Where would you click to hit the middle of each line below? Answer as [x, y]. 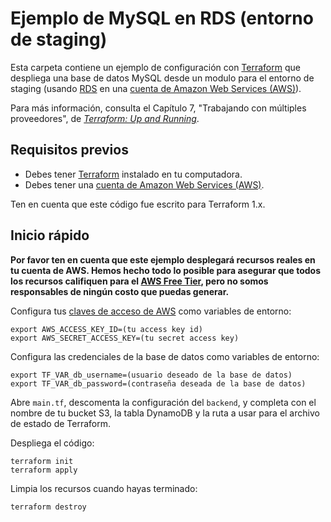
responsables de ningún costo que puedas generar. [120, 291]
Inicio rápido [50, 235]
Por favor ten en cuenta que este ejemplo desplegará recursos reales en [163, 259]
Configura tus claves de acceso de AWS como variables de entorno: [151, 311]
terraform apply [44, 470]
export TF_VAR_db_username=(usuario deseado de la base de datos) [151, 375]
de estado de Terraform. [60, 423]
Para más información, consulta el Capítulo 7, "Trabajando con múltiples [158, 108]
